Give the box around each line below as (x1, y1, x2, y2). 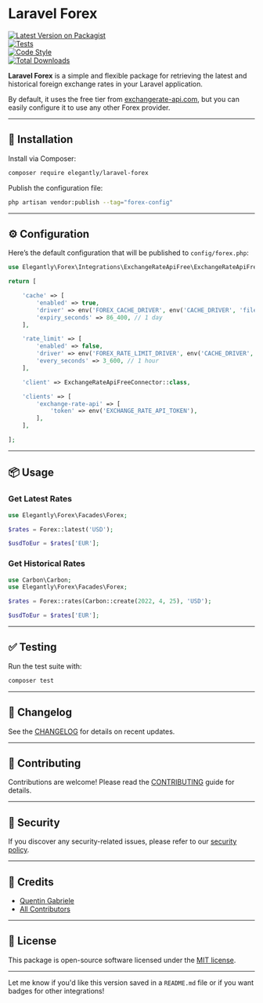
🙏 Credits (8, 875, 55, 888)
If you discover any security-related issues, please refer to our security (8, 837, 237, 846)
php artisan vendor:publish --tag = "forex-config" (8, 198, 174, 206)
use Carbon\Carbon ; (8, 576, 72, 584)
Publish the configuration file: (8, 183, 103, 192)
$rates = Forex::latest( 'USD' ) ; (8, 525, 113, 534)
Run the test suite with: (8, 661, 82, 671)
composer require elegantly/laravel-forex (8, 169, 149, 177)
